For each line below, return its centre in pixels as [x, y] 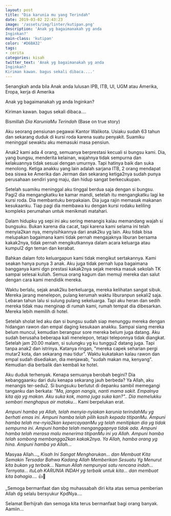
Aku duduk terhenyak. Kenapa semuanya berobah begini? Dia [70, 375]
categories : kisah [25, 58]
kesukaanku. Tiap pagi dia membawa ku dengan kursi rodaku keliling [78, 206]
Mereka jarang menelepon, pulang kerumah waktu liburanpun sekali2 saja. [84, 295]
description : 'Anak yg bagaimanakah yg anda [54, 29]
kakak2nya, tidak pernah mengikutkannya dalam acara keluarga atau [78, 243]
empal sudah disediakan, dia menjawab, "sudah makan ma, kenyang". [79, 359]
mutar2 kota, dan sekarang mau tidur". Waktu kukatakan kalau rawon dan [83, 354]
